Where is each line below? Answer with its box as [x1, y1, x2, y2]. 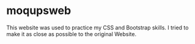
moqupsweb [6, 4, 72, 18]
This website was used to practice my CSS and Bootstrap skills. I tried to [6, 24, 189, 31]
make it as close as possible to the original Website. [6, 30, 136, 37]
